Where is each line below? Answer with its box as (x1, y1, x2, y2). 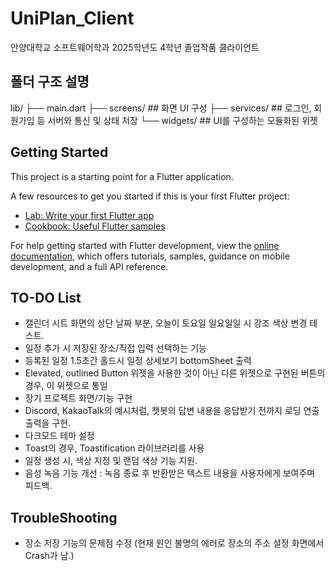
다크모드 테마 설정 (24, 430, 95, 442)
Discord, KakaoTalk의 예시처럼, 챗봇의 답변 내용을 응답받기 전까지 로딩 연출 (24, 405, 320, 417)
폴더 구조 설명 (10, 73, 90, 91)
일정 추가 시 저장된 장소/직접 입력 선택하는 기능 (24, 342, 208, 354)
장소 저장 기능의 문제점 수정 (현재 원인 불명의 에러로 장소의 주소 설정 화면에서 (24, 537, 325, 549)
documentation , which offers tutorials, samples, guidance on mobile (10, 250, 290, 262)
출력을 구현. (24, 417, 72, 429)
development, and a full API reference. (10, 260, 169, 272)
